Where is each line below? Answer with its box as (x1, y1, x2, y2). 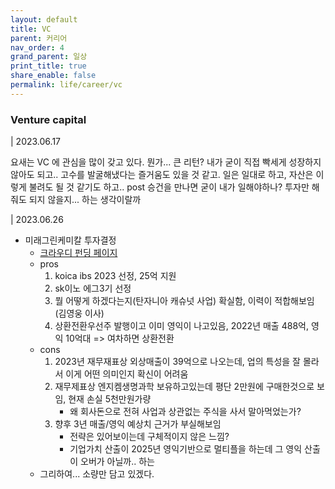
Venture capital (10, 112, 87, 126)
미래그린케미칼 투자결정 (24, 234, 117, 246)
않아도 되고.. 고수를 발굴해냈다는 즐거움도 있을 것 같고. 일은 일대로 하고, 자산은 (10, 169, 314, 181)
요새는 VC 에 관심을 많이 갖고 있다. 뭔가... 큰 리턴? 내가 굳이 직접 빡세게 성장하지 (10, 156, 322, 168)
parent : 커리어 (10, 33, 68, 43)
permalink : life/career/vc (10, 80, 123, 90)
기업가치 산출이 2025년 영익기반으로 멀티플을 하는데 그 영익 (69, 443, 303, 455)
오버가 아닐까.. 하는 (80, 456, 155, 468)
